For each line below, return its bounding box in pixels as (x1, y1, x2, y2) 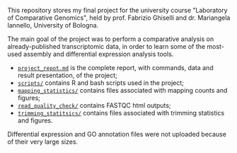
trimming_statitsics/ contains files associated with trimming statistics (17, 109, 225, 117)
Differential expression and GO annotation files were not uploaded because (7, 130, 226, 138)
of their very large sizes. (7, 137, 79, 146)
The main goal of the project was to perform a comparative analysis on (7, 35, 214, 43)
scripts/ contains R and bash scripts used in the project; (17, 79, 184, 87)
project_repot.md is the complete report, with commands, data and (17, 64, 214, 72)
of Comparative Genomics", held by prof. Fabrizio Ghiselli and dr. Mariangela (7, 13, 231, 22)
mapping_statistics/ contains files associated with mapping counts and (17, 86, 228, 94)
